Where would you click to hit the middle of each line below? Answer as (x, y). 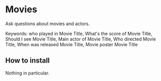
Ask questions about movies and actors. (48, 24)
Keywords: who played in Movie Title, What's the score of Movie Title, (79, 33)
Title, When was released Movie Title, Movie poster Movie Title (72, 44)
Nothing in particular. (27, 73)
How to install (28, 61)
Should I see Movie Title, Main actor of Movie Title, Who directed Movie (80, 39)
